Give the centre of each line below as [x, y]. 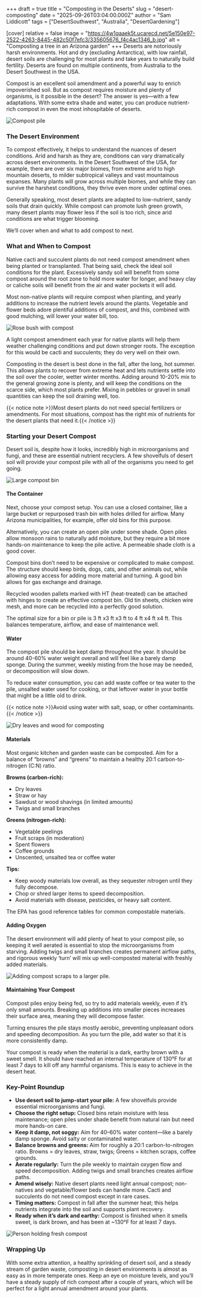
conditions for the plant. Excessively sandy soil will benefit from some [93, 272]
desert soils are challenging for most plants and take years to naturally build [100, 59]
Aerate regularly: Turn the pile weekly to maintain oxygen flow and [98, 1165]
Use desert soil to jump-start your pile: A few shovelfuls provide [96, 1100]
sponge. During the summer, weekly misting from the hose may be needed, [100, 665]
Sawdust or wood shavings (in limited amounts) [74, 801]
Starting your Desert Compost [51, 436]
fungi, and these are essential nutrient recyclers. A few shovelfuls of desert [99, 456]
